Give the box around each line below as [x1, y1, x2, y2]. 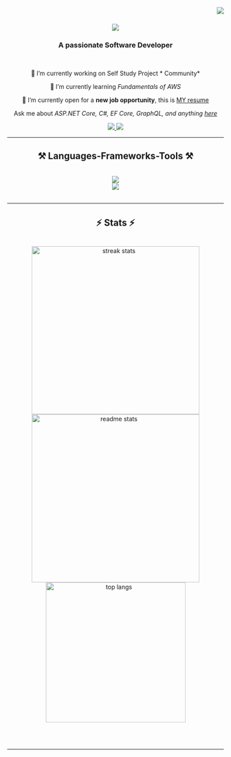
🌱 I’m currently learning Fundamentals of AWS [49, 83, 181, 91]
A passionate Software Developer [58, 41, 173, 50]
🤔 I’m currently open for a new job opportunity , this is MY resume [21, 96, 210, 104]
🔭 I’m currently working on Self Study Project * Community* [30, 69, 201, 78]
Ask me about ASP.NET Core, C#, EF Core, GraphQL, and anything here [13, 110, 218, 118]
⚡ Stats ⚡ [96, 216, 135, 228]
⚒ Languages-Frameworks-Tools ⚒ [37, 150, 194, 161]
